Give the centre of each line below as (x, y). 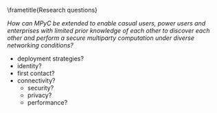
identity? (30, 66)
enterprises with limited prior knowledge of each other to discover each (108, 31)
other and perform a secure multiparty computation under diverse (101, 38)
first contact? (36, 73)
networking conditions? (40, 45)
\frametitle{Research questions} (53, 10)
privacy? (39, 95)
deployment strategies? (50, 59)
